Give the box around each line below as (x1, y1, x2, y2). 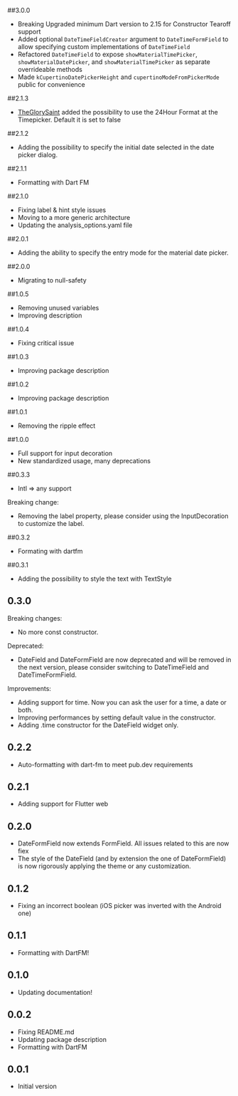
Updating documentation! (17, 988, 93, 996)
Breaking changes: (7, 613, 63, 622)
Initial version (17, 1082, 57, 1091)
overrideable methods (17, 65, 83, 73)
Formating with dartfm (17, 547, 83, 555)
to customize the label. (17, 520, 85, 527)
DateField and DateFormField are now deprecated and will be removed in (17, 655, 232, 664)
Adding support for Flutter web (17, 800, 109, 808)
